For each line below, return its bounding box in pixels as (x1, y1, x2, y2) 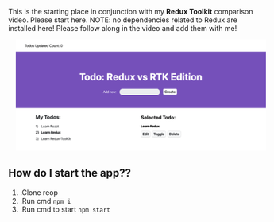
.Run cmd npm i (19, 196, 71, 205)
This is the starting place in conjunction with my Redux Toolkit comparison (8, 7, 253, 16)
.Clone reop (19, 187, 58, 197)
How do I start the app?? (8, 166, 131, 180)
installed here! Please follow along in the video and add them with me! (8, 24, 237, 33)
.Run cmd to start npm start (19, 204, 111, 214)
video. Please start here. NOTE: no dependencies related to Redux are (8, 15, 238, 25)
